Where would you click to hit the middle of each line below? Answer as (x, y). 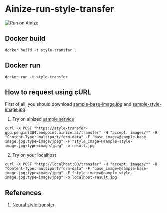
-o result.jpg (80, 146)
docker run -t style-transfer (37, 77)
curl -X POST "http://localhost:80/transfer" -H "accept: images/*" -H (81, 164)
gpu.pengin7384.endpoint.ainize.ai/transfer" (53, 133)
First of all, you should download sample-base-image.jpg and (68, 104)
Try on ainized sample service (43, 119)
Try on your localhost (34, 155)
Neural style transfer (33, 205)
